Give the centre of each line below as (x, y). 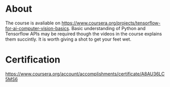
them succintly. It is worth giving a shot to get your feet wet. (68, 39)
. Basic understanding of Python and (107, 28)
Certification (33, 60)
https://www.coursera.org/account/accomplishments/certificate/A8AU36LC (85, 74)
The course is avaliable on (33, 23)
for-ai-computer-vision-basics (37, 28)
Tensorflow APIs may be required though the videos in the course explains (84, 34)
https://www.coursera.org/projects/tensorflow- (111, 23)
